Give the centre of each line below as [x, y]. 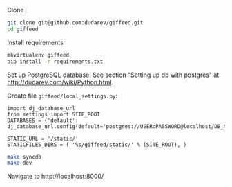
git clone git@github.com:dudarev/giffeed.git [75, 23]
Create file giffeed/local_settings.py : [62, 96]
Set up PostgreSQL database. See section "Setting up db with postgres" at [113, 75]
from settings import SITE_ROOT [54, 114]
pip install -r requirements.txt [55, 62]
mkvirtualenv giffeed [38, 55]
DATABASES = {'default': [43, 121]
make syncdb [24, 157]
